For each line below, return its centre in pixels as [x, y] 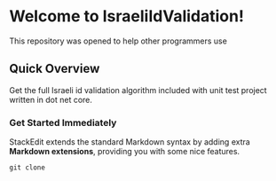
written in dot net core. [51, 99]
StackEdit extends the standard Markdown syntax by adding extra [130, 142]
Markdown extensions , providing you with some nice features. [125, 152]
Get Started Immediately [63, 122]
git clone [28, 168]
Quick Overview [55, 69]
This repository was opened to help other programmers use [118, 41]
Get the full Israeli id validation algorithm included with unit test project [138, 90]
